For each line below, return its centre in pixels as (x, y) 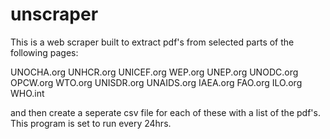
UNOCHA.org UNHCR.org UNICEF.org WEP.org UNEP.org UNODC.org (154, 72)
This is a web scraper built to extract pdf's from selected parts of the (152, 42)
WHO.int (27, 93)
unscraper (54, 14)
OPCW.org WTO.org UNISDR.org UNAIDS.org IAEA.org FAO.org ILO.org (156, 82)
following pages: (44, 52)
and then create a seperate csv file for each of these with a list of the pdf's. (165, 112)
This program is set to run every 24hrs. (91, 123)
